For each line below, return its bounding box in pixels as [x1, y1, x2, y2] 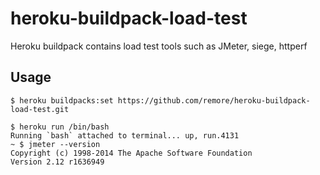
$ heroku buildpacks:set [10, 95, 114, 106]
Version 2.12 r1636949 [10, 157, 105, 167]
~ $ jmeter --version [10, 139, 101, 149]
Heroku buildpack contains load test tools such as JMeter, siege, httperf [10, 40, 308, 52]
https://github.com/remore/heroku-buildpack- [117, 95, 311, 106]
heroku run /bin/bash [19, 122, 110, 132]
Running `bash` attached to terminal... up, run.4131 [10, 130, 240, 141]
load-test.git [10, 104, 70, 114]
